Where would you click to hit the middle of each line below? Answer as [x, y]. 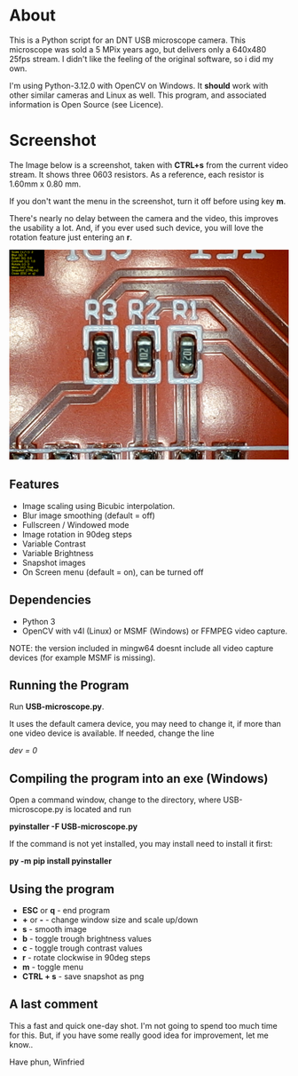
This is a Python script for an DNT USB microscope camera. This [128, 40]
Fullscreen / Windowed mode [76, 524]
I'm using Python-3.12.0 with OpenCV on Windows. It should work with [139, 85]
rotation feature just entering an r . [71, 237]
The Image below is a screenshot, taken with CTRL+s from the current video [149, 164]
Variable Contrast [54, 544]
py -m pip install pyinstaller [61, 861]
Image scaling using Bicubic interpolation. [98, 506]
